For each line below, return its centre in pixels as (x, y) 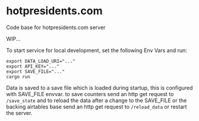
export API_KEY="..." (33, 66)
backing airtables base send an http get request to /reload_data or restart (97, 106)
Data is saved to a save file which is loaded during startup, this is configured (99, 88)
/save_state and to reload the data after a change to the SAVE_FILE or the (97, 100)
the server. (19, 113)
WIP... (13, 39)
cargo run (18, 77)
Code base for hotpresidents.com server (56, 27)
